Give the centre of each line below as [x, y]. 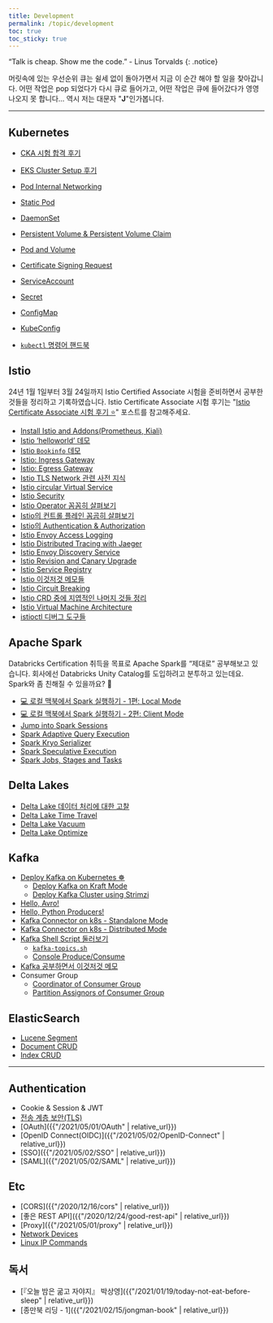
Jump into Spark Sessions [64, 725]
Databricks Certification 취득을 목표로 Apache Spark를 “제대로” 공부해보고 [129, 663]
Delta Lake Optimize [54, 832]
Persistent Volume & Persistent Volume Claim [96, 234]
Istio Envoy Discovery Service [70, 552]
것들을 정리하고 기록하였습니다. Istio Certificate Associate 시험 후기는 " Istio [129, 401]
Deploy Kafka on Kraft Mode [80, 886]
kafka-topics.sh [60, 949]
